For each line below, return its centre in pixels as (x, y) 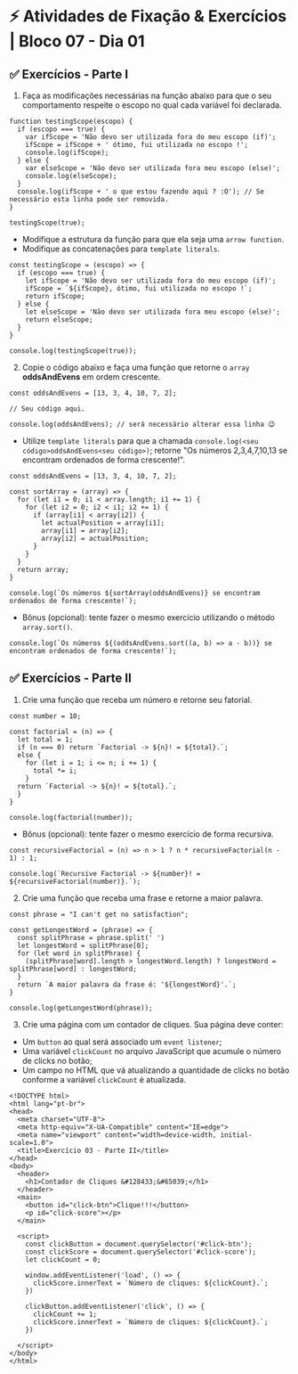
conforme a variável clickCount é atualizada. (104, 1079)
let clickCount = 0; (63, 1259)
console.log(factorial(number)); (71, 817)
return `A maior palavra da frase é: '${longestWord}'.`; (127, 985)
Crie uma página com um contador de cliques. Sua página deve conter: (153, 1024)
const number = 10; (45, 716)
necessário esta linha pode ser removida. (89, 200)
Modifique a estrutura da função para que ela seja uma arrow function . (153, 239)
